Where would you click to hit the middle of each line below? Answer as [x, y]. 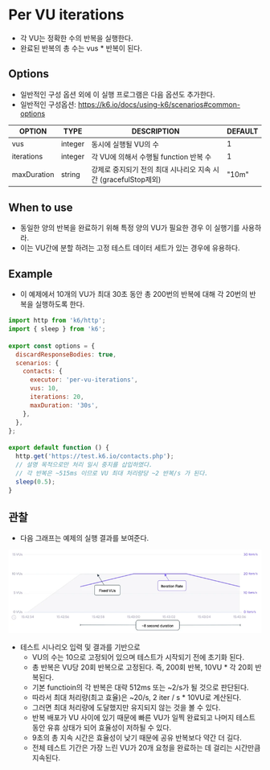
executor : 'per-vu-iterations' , [84, 380]
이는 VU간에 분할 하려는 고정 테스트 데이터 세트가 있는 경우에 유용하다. [130, 248]
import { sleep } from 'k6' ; [57, 329]
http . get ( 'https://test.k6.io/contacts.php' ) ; [95, 456]
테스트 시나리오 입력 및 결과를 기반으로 [80, 647]
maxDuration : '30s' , [64, 405]
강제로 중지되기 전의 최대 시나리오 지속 [151, 169]
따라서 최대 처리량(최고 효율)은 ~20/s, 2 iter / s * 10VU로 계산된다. [137, 697]
